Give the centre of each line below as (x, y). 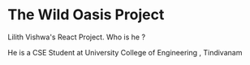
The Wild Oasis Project (86, 15)
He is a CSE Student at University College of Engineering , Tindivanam (125, 52)
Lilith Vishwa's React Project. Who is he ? (77, 37)
